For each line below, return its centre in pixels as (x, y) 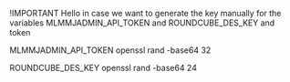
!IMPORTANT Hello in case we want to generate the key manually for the (145, 13)
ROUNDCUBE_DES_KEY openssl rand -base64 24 (104, 68)
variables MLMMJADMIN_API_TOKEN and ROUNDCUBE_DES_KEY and (142, 23)
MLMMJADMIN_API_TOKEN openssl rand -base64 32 (110, 50)
